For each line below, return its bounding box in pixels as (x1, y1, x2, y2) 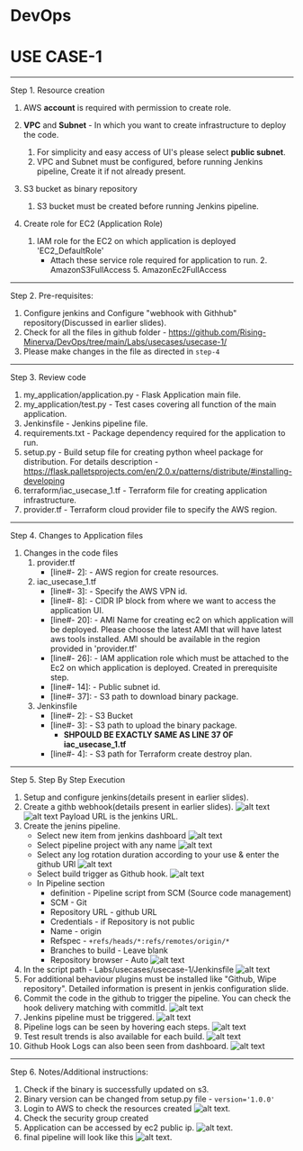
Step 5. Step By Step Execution (10, 775, 125, 785)
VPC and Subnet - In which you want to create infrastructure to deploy (22, 120, 287, 131)
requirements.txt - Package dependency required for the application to (22, 428, 286, 439)
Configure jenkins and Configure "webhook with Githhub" (22, 308, 237, 319)
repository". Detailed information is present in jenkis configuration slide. (22, 983, 289, 994)
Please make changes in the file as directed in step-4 (22, 346, 220, 357)
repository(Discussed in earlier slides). (22, 317, 167, 329)
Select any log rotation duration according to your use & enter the (36, 849, 280, 860)
